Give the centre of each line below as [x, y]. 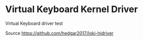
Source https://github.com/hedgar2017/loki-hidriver [59, 33]
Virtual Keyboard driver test [34, 23]
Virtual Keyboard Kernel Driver [72, 9]
